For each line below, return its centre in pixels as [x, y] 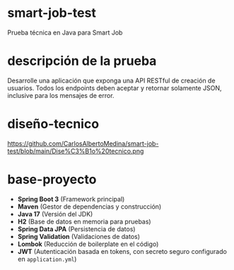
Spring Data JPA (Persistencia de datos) [76, 229]
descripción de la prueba [82, 61]
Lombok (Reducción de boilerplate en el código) [88, 244]
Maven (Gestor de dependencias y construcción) [89, 207]
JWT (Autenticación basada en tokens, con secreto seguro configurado [122, 251]
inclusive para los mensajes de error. [61, 95]
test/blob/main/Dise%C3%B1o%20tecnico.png [76, 151]
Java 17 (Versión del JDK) [55, 214]
